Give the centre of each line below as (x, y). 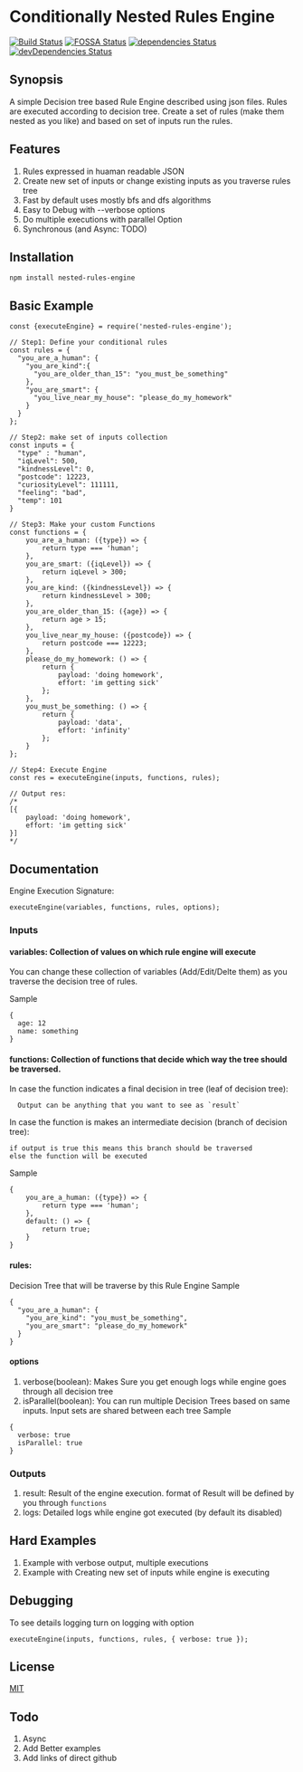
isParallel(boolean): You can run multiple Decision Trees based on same (156, 1401)
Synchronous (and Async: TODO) (85, 229)
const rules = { (40, 350)
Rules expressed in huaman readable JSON (103, 171)
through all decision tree (68, 1391)
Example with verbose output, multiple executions (115, 1562)
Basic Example (52, 305)
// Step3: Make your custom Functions (82, 525)
